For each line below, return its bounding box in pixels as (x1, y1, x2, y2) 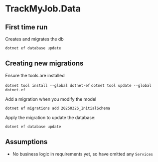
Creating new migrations (5, 59, 84, 68)
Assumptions (5, 138, 48, 146)
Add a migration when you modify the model (5, 96, 97, 102)
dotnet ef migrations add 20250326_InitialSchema (5, 106, 111, 111)
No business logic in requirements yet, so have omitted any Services (12, 151, 154, 157)
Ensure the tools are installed (5, 72, 65, 78)
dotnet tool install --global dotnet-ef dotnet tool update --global (5, 83, 152, 88)
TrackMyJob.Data (5, 3, 81, 14)
